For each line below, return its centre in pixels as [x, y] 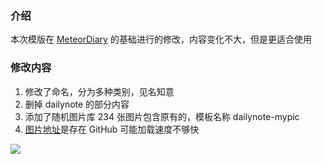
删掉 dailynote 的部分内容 [77, 104]
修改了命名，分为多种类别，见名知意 [99, 91]
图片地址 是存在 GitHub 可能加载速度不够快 [112, 129]
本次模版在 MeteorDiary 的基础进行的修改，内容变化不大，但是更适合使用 [161, 39]
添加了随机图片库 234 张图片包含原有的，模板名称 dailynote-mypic [162, 116]
